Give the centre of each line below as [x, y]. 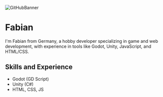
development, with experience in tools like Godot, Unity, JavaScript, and [78, 46]
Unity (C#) [23, 84]
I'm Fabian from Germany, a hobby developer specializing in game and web [82, 41]
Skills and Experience [39, 67]
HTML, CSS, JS [28, 89]
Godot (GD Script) [31, 79]
